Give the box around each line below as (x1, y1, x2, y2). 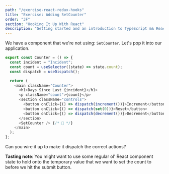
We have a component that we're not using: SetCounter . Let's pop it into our (5, 40, 162, 46)
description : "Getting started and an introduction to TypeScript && (5, 26, 154, 31)
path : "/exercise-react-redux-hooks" (5, 7, 84, 13)
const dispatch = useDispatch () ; (10, 69, 80, 74)
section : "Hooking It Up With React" (5, 21, 84, 27)
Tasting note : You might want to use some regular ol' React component (5, 153, 153, 159)
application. (5, 45, 30, 51)
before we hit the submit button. (5, 164, 72, 170)
